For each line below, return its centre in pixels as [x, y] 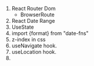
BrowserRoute [37, 15]
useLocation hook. [34, 52]
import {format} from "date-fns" [50, 33]
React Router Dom [34, 8]
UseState [22, 27]
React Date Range [33, 21]
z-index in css [29, 39]
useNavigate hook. [34, 46]
